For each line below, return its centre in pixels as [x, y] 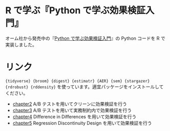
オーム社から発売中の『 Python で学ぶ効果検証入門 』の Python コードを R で [85, 38]
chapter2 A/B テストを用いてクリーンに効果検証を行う [70, 104]
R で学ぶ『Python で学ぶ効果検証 [76, 10]
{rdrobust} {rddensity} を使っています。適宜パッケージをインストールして [84, 87]
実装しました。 [21, 44]
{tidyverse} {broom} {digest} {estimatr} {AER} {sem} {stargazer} [78, 81]
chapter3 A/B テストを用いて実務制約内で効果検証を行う [72, 110]
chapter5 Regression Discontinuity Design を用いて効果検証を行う [82, 123]
